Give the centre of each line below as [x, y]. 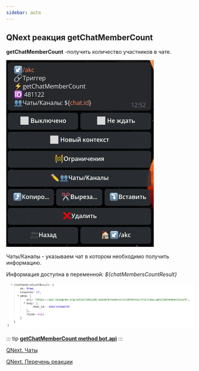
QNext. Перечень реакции [40, 361]
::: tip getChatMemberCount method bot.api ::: [65, 338]
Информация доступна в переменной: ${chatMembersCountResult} [92, 274]
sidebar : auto [24, 13]
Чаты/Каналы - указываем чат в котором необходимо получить [88, 256]
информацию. [24, 263]
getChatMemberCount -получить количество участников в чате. [89, 52]
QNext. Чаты [22, 350]
